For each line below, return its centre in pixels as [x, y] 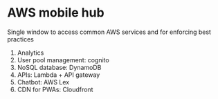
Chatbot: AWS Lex [43, 82]
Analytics [30, 53]
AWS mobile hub [56, 13]
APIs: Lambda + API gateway [58, 75]
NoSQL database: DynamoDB [59, 67]
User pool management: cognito [63, 60]
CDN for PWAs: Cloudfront [55, 89]
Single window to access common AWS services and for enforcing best [109, 32]
